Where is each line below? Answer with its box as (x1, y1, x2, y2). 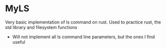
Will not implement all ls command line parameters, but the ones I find (12, 34, 155, 40)
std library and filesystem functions (5, 24, 78, 30)
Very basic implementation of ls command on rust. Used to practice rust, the (5, 19, 161, 25)
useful (12, 39, 26, 45)
